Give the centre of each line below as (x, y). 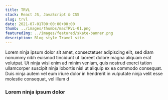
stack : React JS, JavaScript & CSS (42, 15)
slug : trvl (17, 19)
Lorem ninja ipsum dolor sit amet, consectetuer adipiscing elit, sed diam (79, 52)
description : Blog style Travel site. (46, 38)
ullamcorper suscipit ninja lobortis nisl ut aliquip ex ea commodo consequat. (84, 68)
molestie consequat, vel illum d (37, 79)
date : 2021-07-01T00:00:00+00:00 (40, 24)
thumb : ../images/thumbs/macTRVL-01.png (48, 29)
